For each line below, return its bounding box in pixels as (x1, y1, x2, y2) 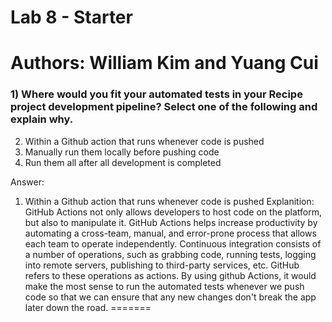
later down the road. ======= (24, 301, 152, 313)
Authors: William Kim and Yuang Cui (10, 52, 319, 75)
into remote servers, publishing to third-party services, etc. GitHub (24, 259, 300, 271)
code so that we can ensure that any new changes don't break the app (24, 291, 317, 303)
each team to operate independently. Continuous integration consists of (24, 237, 322, 250)
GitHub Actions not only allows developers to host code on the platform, (24, 206, 323, 218)
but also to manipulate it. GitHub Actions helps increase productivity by (24, 216, 318, 228)
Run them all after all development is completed (24, 156, 222, 168)
